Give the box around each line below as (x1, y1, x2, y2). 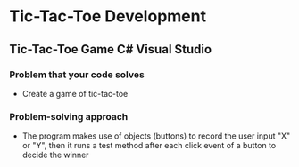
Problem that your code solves (9, 68, 145, 81)
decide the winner (21, 149, 89, 161)
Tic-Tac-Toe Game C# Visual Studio (9, 42, 212, 57)
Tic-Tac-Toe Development (9, 6, 207, 27)
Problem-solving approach (9, 110, 129, 123)
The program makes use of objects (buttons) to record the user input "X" (21, 131, 291, 141)
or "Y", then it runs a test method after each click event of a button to (21, 140, 277, 151)
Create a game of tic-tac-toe (21, 88, 129, 99)
